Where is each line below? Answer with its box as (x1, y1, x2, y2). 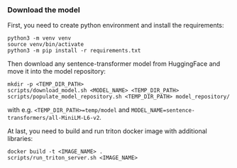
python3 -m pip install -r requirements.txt (7, 47, 141, 55)
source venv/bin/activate (7, 41, 84, 48)
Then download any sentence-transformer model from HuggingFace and (7, 60, 221, 68)
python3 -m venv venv (7, 35, 72, 42)
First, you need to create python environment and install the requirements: (7, 21, 225, 30)
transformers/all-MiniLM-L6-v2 (7, 115, 100, 122)
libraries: (7, 135, 33, 143)
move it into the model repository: (7, 67, 106, 76)
